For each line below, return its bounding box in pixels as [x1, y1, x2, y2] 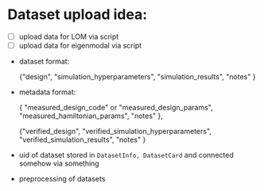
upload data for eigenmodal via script [18, 41, 142, 50]
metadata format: [18, 87, 76, 97]
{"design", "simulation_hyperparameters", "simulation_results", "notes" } [18, 72, 256, 82]
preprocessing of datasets [18, 174, 106, 184]
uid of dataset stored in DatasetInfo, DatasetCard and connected [18, 151, 234, 160]
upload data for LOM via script [18, 32, 119, 41]
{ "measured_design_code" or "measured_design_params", [18, 103, 213, 113]
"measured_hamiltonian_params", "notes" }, [18, 111, 164, 120]
